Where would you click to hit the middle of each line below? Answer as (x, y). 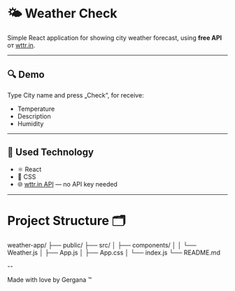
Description (34, 116)
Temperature (36, 109)
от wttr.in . (21, 45)
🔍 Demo (26, 75)
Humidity (30, 123)
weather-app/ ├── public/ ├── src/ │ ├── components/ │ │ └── (102, 245)
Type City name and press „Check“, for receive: (76, 95)
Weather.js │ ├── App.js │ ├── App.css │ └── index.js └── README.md (114, 252)
